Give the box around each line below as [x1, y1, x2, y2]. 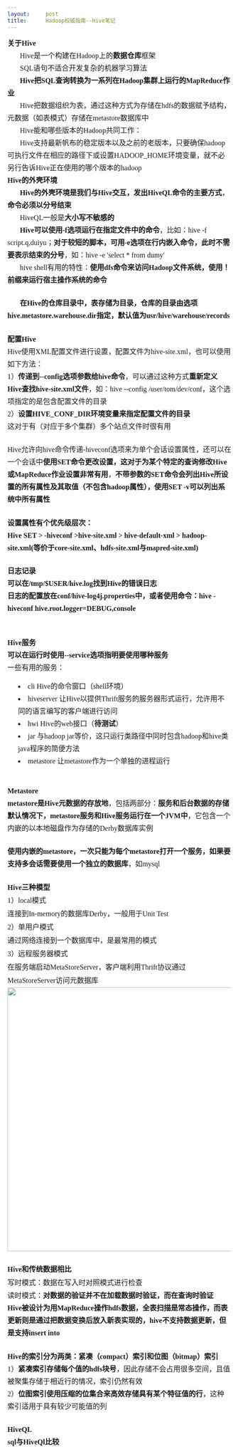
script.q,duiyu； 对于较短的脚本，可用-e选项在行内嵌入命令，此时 [7, 238, 216, 246]
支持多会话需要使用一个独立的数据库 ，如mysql [7, 859, 161, 868]
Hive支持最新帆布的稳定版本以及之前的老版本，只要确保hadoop [20, 138, 226, 147]
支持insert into [14, 1329, 60, 1337]
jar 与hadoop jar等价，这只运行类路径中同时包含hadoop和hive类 [27, 732, 229, 741]
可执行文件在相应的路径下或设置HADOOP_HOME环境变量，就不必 [7, 151, 225, 159]
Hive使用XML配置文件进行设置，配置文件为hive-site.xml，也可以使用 [7, 347, 231, 356]
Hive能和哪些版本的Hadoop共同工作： [20, 126, 142, 135]
